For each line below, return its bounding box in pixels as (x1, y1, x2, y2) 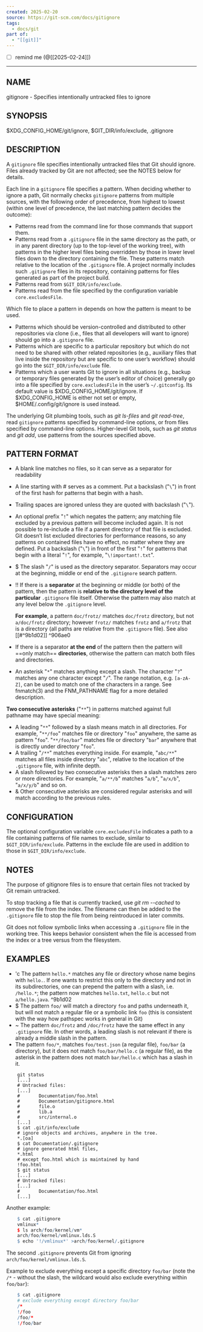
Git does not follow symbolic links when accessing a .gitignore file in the (6, 924, 189, 931)
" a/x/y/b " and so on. (14, 781, 67, 789)
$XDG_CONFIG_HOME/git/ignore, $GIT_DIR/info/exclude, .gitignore (6, 126, 174, 134)
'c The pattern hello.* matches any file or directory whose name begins (14, 969, 196, 977)
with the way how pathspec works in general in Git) (14, 1015, 143, 1022)
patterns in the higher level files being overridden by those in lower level (14, 248, 195, 255)
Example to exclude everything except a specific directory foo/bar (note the (6, 1267, 195, 1275)
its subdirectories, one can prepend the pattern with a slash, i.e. (14, 983, 174, 990)
